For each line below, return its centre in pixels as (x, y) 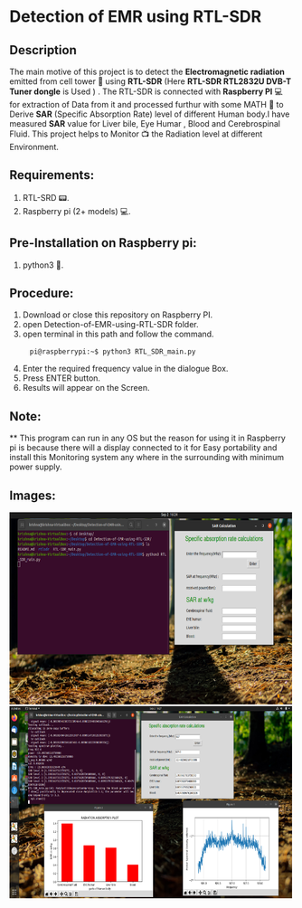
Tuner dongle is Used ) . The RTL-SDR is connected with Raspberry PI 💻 (146, 91)
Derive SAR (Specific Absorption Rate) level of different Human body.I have (150, 114)
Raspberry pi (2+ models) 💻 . (76, 211)
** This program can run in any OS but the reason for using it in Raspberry (148, 438)
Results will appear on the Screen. (86, 388)
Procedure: (42, 293)
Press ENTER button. (61, 378)
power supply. (36, 467)
